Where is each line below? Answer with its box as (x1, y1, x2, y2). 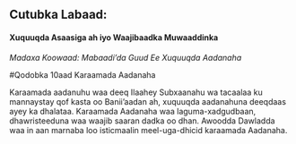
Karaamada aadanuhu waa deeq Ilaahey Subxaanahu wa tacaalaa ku (9, 87, 263, 97)
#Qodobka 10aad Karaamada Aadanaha (9, 69, 156, 80)
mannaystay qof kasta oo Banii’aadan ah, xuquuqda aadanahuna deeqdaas (9, 96, 287, 106)
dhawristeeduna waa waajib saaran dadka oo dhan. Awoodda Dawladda (9, 115, 275, 126)
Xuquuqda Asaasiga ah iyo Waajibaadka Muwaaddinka (9, 31, 219, 43)
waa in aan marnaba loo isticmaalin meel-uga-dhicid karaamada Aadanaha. (9, 124, 288, 135)
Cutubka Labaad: (9, 7, 108, 22)
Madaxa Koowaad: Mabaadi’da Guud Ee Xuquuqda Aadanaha (9, 52, 242, 63)
